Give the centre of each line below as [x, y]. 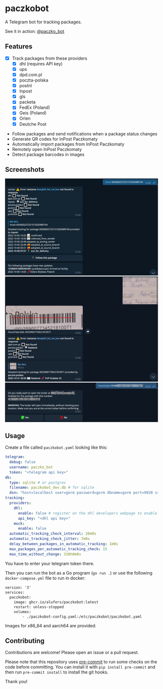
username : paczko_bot [31, 467]
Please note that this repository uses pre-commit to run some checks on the [81, 662]
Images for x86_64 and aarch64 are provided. [51, 625]
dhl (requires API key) [41, 64]
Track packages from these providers [49, 58]
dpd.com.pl [31, 74]
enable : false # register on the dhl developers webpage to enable [88, 513]
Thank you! [16, 682]
